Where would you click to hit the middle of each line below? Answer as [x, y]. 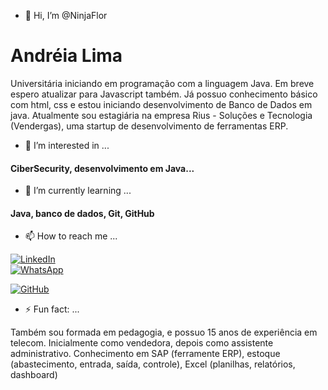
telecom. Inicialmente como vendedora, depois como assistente [142, 343]
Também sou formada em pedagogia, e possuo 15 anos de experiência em [164, 332]
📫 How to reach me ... [71, 236]
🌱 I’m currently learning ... [78, 191]
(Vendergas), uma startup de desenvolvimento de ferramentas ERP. [149, 126]
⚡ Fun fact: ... [52, 309]
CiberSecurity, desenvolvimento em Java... [102, 168]
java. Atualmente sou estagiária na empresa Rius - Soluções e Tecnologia [161, 115]
